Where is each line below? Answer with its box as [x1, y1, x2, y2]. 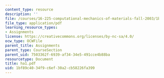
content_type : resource [5, 7, 54, 12]
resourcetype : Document [5, 57, 54, 62]
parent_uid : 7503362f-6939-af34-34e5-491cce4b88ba [5, 52, 110, 57]
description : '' [5, 12, 38, 16]
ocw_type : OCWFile [5, 39, 42, 44]
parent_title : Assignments [5, 43, 60, 48]
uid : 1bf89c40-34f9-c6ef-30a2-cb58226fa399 [5, 66, 95, 71]
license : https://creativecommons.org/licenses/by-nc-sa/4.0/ [5, 34, 134, 39]
